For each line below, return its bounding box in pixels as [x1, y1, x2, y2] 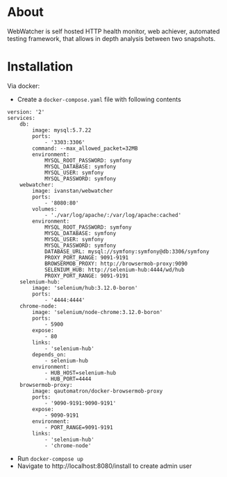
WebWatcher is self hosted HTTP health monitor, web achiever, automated [7, 27, 220, 35]
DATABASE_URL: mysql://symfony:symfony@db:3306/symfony [44, 248, 210, 255]
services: [7, 114, 36, 121]
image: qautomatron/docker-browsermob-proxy [32, 388, 163, 394]
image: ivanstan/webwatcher [32, 187, 113, 194]
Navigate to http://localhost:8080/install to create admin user [17, 462, 192, 470]
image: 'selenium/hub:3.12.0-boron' [32, 284, 138, 291]
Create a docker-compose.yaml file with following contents [17, 95, 182, 103]
